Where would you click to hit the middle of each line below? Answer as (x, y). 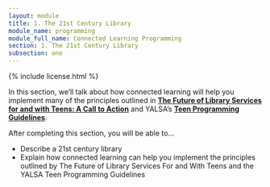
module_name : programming (52, 31)
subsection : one (35, 53)
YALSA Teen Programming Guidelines (83, 175)
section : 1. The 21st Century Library (73, 46)
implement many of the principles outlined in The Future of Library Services (135, 100)
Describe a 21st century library (71, 149)
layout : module (34, 16)
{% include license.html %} (54, 76)
